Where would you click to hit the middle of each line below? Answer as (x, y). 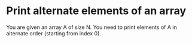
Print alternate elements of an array (96, 11)
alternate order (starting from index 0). (54, 33)
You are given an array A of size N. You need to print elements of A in (92, 27)
